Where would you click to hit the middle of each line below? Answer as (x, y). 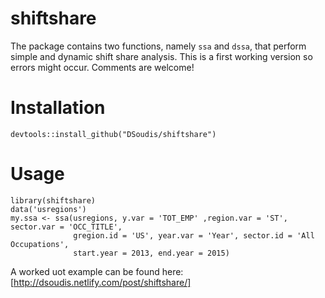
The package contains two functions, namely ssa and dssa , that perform (158, 46)
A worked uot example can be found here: (97, 271)
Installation (58, 108)
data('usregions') (48, 209)
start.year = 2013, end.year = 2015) (151, 253)
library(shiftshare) (53, 200)
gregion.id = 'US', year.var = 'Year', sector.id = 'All (194, 235)
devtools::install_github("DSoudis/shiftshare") (113, 134)
